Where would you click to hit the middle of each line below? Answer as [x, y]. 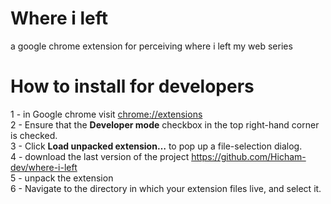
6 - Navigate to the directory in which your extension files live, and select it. [166, 188]
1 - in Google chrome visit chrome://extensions [106, 114]
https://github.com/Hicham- [249, 156]
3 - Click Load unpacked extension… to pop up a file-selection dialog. [156, 146]
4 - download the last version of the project [100, 156]
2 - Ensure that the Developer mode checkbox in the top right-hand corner [165, 124]
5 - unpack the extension [62, 178]
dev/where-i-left [44, 167]
